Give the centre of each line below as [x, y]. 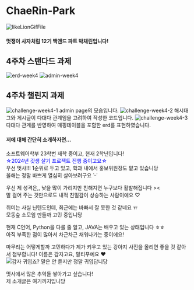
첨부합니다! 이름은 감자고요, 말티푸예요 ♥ [59, 254]
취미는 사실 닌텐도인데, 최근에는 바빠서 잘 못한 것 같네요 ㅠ [72, 208]
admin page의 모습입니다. [89, 111]
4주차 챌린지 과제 [35, 95]
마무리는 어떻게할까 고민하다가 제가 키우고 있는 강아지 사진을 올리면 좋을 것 [91, 247]
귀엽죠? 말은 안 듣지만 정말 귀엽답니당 [65, 261]
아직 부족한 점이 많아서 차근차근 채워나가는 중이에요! [65, 235]
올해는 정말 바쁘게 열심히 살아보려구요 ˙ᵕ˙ [52, 176]
